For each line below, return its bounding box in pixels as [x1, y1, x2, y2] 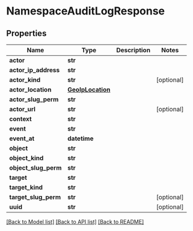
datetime [67, 134, 94, 143]
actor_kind [9, 76, 41, 84]
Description [116, 46, 151, 54]
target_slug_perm [9, 193, 61, 201]
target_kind [9, 183, 43, 191]
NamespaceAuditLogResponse [6, 4, 165, 18]
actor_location [9, 85, 52, 94]
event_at [9, 134, 35, 143]
